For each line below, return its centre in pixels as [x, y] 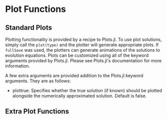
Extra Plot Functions [37, 111]
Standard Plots [29, 28]
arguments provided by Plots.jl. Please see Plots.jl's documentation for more [83, 60]
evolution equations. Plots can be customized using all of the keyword [77, 55]
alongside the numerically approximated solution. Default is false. [80, 96]
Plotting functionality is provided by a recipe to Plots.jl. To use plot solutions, [83, 39]
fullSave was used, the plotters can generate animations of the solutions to [83, 50]
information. [18, 66]
